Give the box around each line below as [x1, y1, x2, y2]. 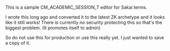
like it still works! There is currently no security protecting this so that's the [5, 20, 162, 25]
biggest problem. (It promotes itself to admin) [5, 25, 101, 31]
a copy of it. [5, 40, 31, 46]
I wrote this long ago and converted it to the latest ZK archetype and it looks [5, 14, 165, 20]
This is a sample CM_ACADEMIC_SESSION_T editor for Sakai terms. [5, 5, 148, 10]
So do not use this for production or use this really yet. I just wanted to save [5, 35, 164, 40]
